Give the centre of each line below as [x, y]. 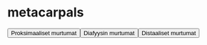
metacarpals [46, 12]
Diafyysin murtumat [109, 33]
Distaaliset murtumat [169, 33]
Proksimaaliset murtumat [44, 33]
